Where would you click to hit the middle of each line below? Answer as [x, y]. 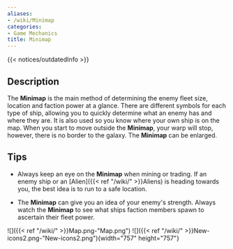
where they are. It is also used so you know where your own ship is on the [113, 120]
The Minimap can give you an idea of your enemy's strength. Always [116, 202]
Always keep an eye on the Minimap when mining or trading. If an [112, 174]
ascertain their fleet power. [56, 217]
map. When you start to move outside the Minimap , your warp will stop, [110, 128]
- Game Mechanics [32, 33]
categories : [24, 27]
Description [33, 81]
